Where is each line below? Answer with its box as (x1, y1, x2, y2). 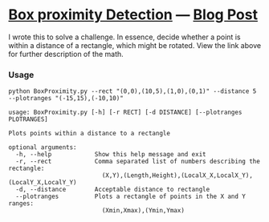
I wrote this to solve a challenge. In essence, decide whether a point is (8, 32, 241, 42)
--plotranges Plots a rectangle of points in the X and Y (15, 192, 247, 201)
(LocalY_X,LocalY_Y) (8, 179, 78, 187)
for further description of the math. (8, 49, 124, 59)
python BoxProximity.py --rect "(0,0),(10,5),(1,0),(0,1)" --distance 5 (8, 87, 257, 95)
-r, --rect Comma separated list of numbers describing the (15, 158, 261, 166)
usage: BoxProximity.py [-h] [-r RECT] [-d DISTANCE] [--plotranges (8, 108, 243, 117)
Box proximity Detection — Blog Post (8, 6, 259, 24)
